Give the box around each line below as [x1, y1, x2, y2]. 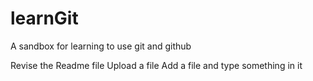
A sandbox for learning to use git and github [10, 40, 192, 52]
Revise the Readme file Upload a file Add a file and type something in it [10, 59, 303, 71]
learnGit [10, 7, 79, 30]
